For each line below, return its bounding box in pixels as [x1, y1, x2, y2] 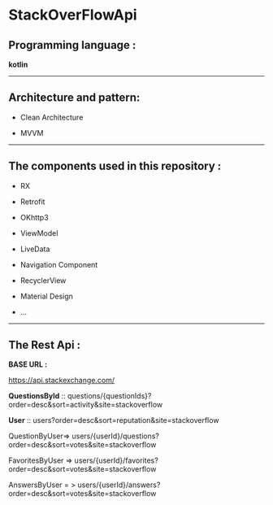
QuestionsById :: [8, 391, 67, 401]
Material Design [19, 291, 73, 301]
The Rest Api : [8, 338, 81, 352]
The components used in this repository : [8, 159, 222, 173]
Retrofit [19, 197, 45, 207]
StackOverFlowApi [8, 6, 137, 24]
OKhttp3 [19, 212, 49, 222]
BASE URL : [8, 359, 47, 369]
